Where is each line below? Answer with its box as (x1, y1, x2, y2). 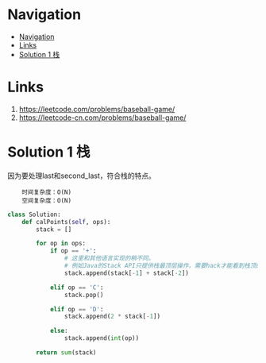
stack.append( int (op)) (64, 334, 140, 342)
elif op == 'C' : (49, 284, 104, 292)
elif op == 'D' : (49, 305, 104, 313)
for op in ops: (36, 240, 87, 248)
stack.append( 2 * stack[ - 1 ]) (64, 312, 160, 321)
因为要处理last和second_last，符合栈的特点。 (7, 171, 156, 180)
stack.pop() (64, 291, 104, 299)
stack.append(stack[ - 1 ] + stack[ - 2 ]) (64, 268, 190, 277)
